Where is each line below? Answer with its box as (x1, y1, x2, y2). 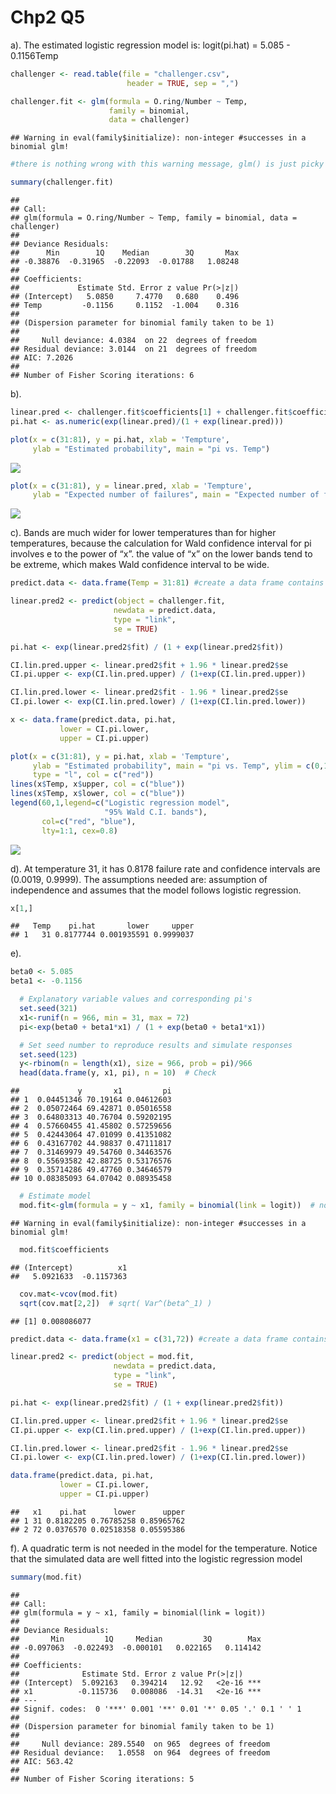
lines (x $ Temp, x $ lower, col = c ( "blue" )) (10, 789, 186, 799)
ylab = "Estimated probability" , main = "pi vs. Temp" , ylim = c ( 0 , (32, 761, 325, 771)
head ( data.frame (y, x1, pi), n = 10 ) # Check (19, 1068, 217, 1078)
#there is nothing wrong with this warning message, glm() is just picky (10, 159, 325, 170)
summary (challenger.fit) (10, 177, 114, 188)
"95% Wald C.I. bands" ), (104, 807, 208, 817)
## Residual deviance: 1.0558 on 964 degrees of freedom (10, 1747, 271, 1758)
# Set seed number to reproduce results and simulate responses (19, 1040, 293, 1050)
